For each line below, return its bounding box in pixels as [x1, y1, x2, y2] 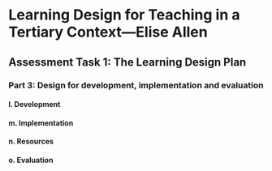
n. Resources [8, 136, 54, 147]
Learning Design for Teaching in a [8, 6, 240, 24]
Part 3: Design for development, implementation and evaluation [8, 79, 264, 91]
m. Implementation [8, 118, 74, 127]
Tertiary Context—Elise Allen [8, 23, 209, 41]
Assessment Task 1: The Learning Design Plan [8, 55, 247, 69]
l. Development [8, 100, 61, 109]
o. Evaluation [8, 155, 54, 165]
